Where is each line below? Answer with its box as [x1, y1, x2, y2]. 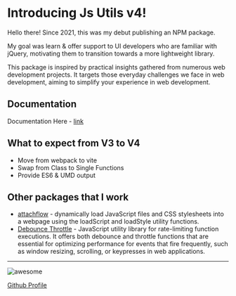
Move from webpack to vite [17, 156, 97, 165]
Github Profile [7, 281, 47, 290]
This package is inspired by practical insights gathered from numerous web [7, 63, 226, 71]
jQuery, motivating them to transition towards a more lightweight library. [7, 49, 215, 58]
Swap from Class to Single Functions [17, 163, 124, 172]
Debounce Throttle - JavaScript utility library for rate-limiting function [17, 225, 219, 233]
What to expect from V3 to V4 [7, 137, 140, 149]
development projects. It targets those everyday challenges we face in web [7, 70, 225, 79]
